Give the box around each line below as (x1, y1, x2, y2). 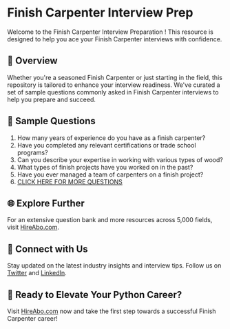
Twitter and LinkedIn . (7, 269, 67, 277)
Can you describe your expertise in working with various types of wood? (17, 155, 224, 163)
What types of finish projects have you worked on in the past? (17, 163, 194, 171)
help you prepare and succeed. (7, 95, 96, 103)
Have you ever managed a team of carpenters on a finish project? (17, 170, 204, 179)
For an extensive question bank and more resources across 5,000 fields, (7, 216, 213, 224)
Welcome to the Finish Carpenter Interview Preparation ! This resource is (7, 28, 213, 36)
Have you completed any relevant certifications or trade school (17, 141, 196, 149)
